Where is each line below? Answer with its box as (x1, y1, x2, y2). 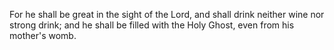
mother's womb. (9, 30, 77, 41)
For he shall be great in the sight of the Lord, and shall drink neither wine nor (9, 9, 325, 20)
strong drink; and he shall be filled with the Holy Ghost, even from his (9, 19, 295, 31)
